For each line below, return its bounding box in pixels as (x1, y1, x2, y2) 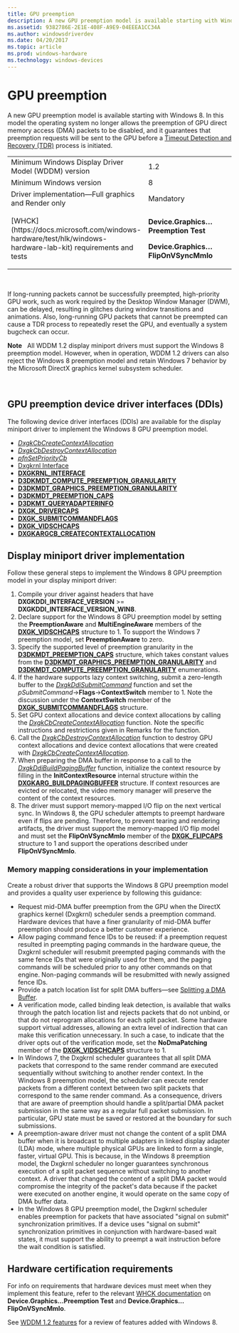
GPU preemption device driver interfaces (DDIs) (7, 398, 224, 410)
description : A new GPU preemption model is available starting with (7, 17, 218, 24)
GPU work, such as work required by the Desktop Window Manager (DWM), (7, 297, 230, 306)
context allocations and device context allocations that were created (17, 741, 218, 750)
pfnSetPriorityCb (17, 453, 68, 462)
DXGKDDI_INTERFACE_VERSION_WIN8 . (17, 605, 137, 614)
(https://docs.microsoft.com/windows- (11, 225, 142, 235)
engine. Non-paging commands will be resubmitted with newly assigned (17, 970, 230, 979)
